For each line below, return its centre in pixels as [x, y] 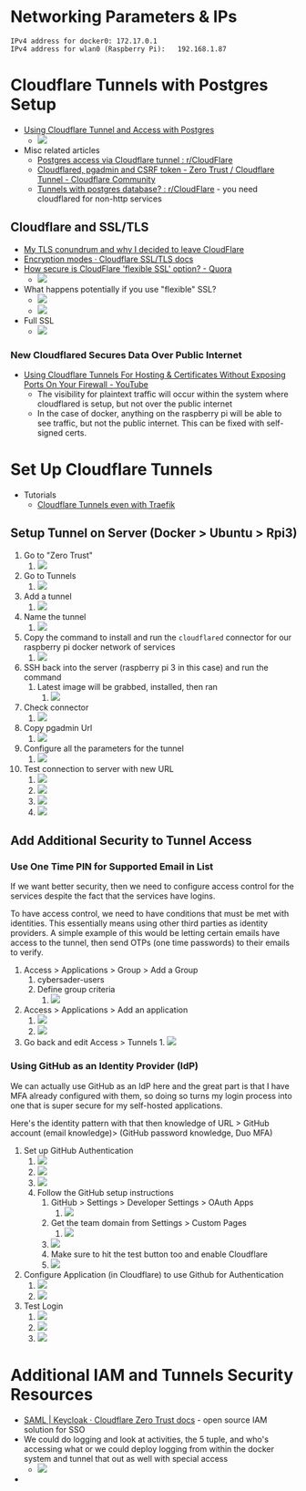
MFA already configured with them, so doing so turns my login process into [151, 1095]
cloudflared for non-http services [99, 199]
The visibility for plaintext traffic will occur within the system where [163, 394]
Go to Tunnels [50, 575]
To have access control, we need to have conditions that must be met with [150, 914]
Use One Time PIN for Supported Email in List [112, 867]
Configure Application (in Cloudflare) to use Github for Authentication [153, 1274]
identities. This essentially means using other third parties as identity [139, 923]
